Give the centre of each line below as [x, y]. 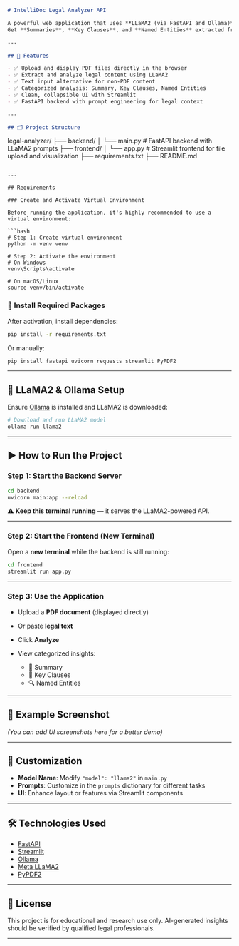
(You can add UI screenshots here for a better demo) [85, 732]
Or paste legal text [45, 626]
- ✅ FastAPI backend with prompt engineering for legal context [105, 101]
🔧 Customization [45, 761]
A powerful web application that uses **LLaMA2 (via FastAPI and [106, 23]
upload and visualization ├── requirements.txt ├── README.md [102, 156]
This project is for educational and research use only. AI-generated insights [118, 921]
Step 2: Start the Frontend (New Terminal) [81, 536]
